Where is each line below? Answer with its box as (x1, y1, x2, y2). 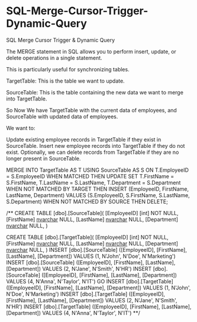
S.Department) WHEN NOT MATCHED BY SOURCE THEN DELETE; (6, 198, 169, 205)
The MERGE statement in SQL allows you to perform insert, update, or (6, 48, 176, 55)
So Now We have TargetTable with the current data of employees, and (6, 106, 177, 113)
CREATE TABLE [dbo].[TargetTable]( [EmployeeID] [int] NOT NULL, (6, 233, 169, 241)
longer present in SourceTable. (6, 154, 81, 162)
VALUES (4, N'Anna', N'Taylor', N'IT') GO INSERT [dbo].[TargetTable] (6, 277, 173, 285)
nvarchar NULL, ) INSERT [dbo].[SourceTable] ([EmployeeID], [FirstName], (6, 246, 188, 253)
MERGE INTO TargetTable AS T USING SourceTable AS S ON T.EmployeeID (6, 166, 189, 173)
